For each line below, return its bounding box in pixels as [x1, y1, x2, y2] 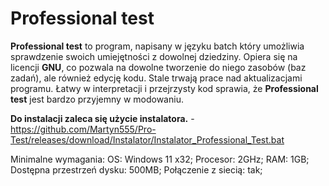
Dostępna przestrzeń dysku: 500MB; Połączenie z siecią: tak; [10, 163, 263, 176]
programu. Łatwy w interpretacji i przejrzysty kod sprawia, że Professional [10, 82, 319, 94]
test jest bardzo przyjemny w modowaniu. [10, 93, 184, 105]
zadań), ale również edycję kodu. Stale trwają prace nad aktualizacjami [10, 72, 303, 84]
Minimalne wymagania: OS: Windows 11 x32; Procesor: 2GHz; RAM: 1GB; [10, 153, 310, 165]
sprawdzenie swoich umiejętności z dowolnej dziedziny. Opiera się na [10, 50, 298, 62]
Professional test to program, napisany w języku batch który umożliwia [10, 40, 305, 52]
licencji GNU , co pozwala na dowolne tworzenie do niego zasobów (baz [10, 61, 307, 73]
